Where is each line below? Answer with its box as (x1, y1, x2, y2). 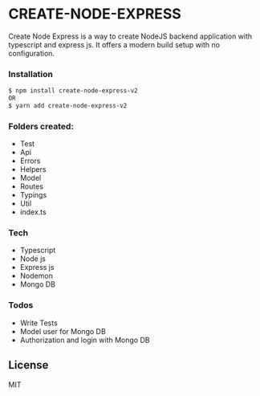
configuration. (8, 48, 55, 58)
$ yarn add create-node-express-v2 (8, 101, 128, 109)
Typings (19, 190, 47, 200)
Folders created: (8, 120, 74, 132)
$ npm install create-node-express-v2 (8, 87, 138, 95)
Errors (19, 156, 41, 165)
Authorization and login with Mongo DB (19, 335, 150, 345)
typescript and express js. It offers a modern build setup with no (8, 39, 221, 49)
